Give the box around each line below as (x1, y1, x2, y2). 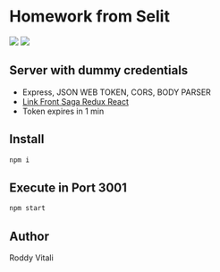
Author (9, 228, 49, 243)
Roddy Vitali (9, 252, 54, 263)
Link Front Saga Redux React (21, 96, 130, 106)
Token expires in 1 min (21, 106, 105, 116)
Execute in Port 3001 (9, 180, 128, 195)
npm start (9, 204, 47, 213)
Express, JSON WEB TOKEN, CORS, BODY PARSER (21, 87, 212, 98)
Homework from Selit (9, 6, 170, 27)
